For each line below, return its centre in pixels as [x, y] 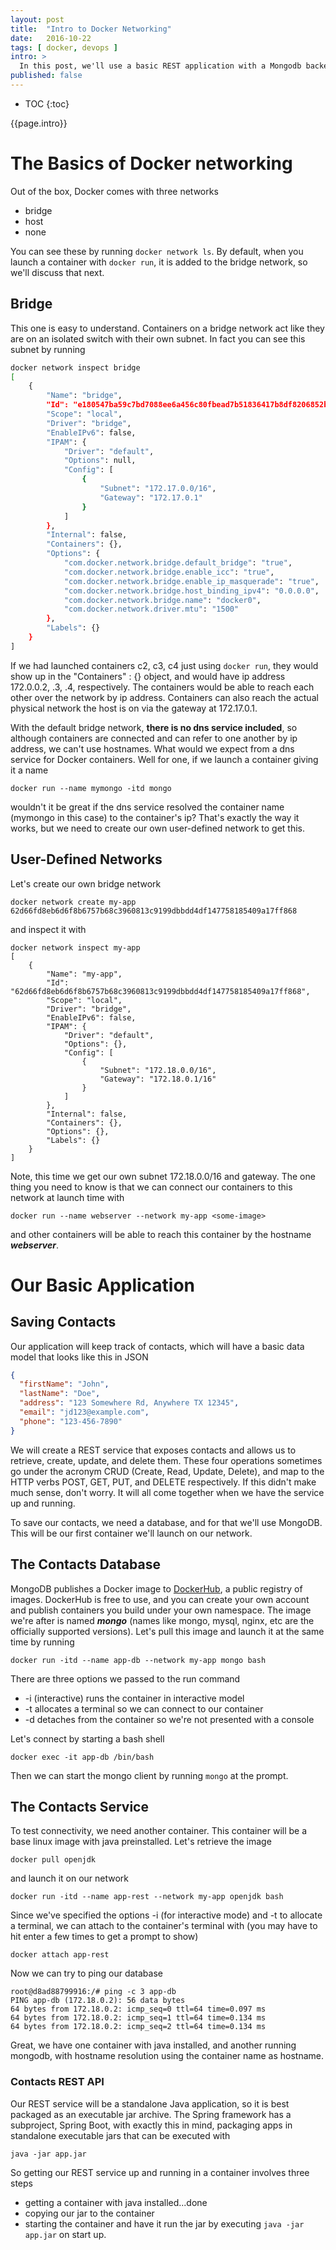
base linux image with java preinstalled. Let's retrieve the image [141, 1842]
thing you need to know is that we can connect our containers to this [151, 1187]
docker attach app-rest [60, 1955]
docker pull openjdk [53, 1860]
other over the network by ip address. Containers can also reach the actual [164, 697]
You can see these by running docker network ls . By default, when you [157, 251]
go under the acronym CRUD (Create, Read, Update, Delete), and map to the [167, 1471]
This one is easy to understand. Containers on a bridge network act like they [167, 328]
